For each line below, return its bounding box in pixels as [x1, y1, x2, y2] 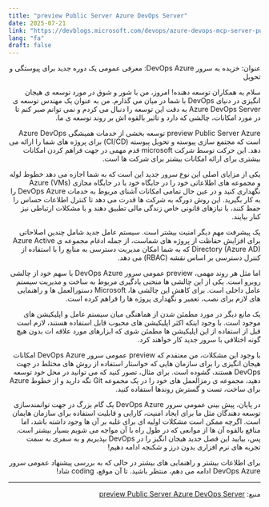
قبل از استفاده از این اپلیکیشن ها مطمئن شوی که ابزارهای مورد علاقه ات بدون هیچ [16, 326, 261, 336]
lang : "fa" [8, 34, 45, 42]
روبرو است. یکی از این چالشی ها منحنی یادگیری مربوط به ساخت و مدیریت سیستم [15, 277, 261, 286]
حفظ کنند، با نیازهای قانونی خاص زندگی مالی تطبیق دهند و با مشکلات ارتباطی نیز [20, 203, 261, 213]
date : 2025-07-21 [8, 19, 66, 27]
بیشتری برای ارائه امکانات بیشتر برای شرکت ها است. [102, 154, 261, 164]
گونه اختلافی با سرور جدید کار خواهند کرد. [137, 335, 261, 345]
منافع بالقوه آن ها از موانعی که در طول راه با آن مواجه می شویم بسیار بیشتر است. [15, 425, 261, 435]
